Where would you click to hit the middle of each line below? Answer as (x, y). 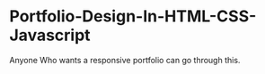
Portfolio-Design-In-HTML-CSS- (133, 16)
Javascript (50, 35)
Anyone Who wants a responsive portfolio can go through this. (125, 60)
